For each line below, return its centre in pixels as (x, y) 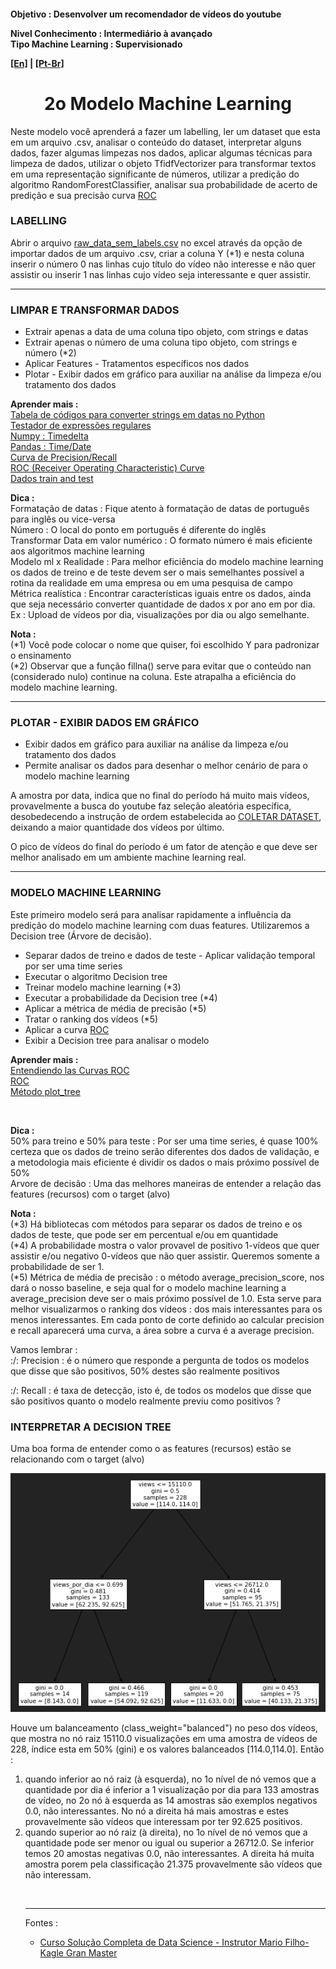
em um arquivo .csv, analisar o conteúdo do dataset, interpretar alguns (156, 142)
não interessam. (58, 1875)
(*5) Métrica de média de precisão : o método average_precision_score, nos (167, 1277)
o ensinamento (41, 656)
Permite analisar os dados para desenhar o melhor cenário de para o (166, 766)
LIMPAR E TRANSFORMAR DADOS (95, 310)
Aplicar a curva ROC (67, 1029)
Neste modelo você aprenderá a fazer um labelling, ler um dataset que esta (165, 131)
